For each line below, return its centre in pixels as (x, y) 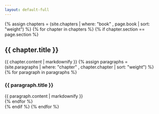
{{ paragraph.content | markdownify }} (44, 96)
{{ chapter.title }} (32, 50)
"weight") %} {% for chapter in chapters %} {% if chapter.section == (75, 29)
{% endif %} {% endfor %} (32, 107)
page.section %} (22, 34)
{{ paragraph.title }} (29, 85)
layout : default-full (27, 10)
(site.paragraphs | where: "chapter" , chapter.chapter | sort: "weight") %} (79, 67)
